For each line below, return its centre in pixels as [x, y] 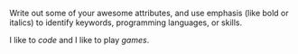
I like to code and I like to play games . [79, 40]
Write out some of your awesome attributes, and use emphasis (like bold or [149, 13]
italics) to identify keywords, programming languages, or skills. [126, 22]
